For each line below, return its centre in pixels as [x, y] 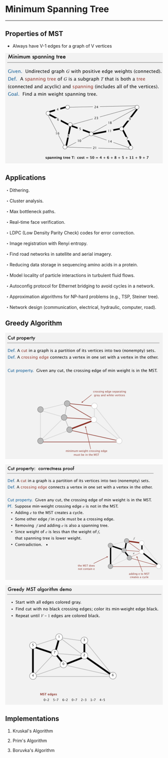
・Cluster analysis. [24, 201]
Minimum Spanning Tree [57, 9]
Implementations [32, 719]
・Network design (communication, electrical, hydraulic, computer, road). [81, 307]
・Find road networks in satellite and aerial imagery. [59, 254]
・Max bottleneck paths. [30, 211]
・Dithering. [17, 190]
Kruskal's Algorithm [33, 731]
